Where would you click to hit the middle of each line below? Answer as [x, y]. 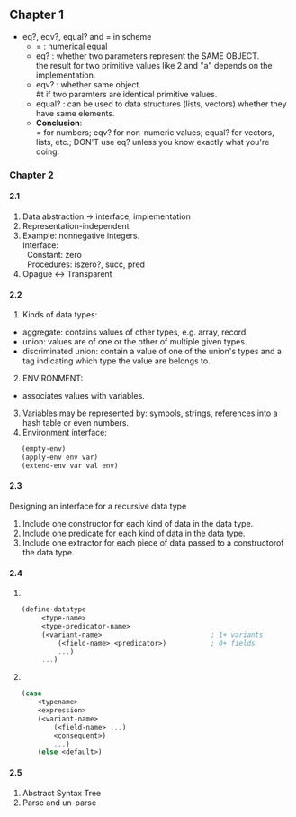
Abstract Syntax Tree [62, 793]
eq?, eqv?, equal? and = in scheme [87, 36]
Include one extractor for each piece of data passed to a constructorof [153, 542]
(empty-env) [44, 449]
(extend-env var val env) [70, 465]
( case [31, 693]
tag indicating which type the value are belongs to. [116, 361]
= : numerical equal [72, 46]
